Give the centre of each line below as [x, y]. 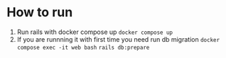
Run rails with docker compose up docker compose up [95, 32]
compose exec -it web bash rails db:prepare [83, 47]
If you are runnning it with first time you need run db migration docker [118, 39]
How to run [40, 12]
